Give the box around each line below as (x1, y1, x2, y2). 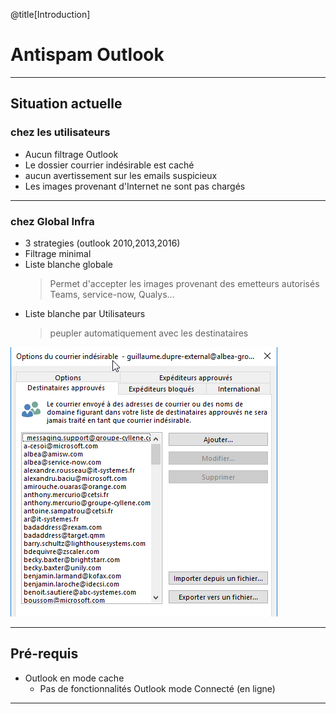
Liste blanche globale (24, 258, 114, 270)
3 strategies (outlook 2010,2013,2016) (24, 237, 181, 249)
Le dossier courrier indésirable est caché (24, 159, 195, 171)
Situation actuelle (10, 95, 123, 113)
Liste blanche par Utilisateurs (24, 307, 146, 319)
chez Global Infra (10, 214, 95, 228)
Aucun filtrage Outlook (24, 148, 119, 160)
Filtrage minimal (24, 247, 92, 259)
